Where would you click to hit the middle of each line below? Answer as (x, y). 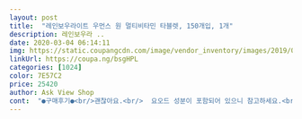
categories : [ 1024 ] (46, 68)
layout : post (34, 17)
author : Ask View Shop (52, 92)
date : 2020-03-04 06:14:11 (60, 42)
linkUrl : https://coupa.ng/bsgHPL (74, 59)
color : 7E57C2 (36, 76)
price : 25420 (34, 84)
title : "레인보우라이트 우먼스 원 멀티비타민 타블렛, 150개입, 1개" (121, 26)
